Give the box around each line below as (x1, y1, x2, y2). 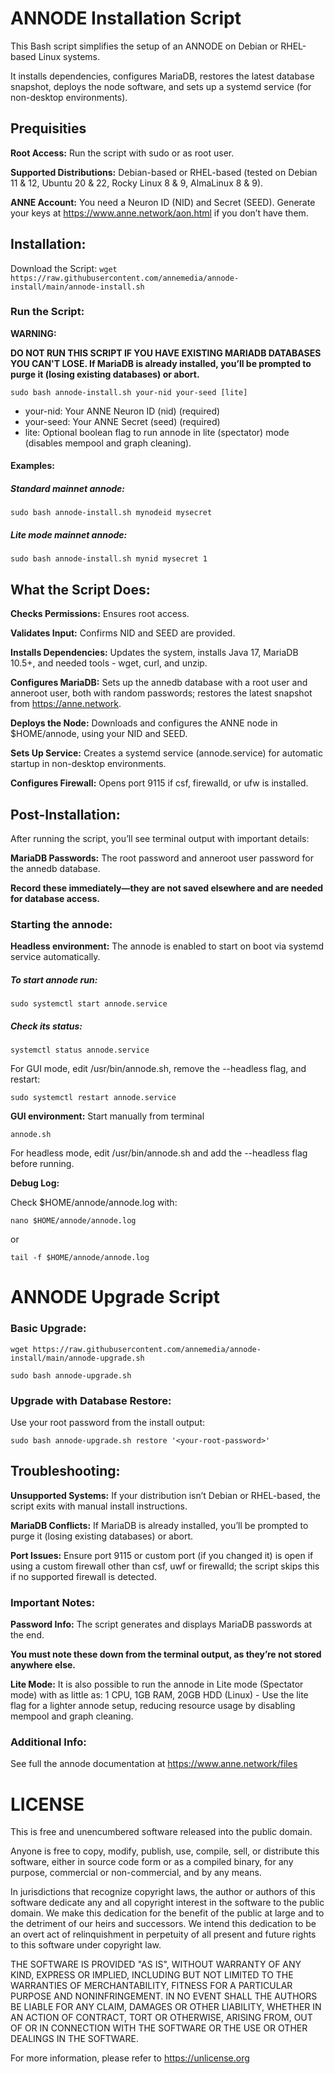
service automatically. (10, 951, 101, 963)
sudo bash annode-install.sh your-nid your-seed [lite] (10, 387, 248, 397)
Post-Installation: (10, 806, 121, 823)
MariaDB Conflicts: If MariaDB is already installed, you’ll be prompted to (10, 1519, 309, 1531)
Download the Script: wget (10, 262, 118, 274)
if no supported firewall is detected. (10, 1570, 157, 1582)
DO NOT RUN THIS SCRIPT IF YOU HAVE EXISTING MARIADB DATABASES (10, 347, 322, 359)
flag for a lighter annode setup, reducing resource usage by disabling (10, 1700, 296, 1712)
